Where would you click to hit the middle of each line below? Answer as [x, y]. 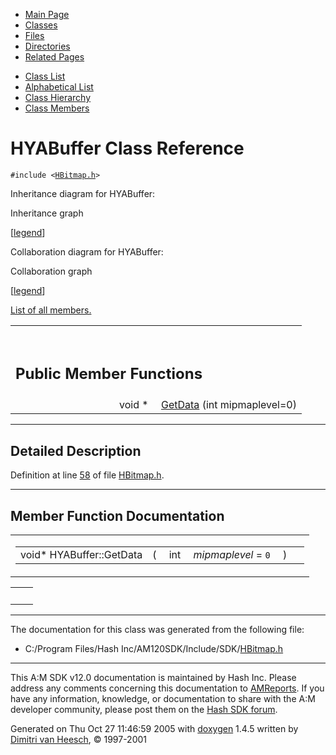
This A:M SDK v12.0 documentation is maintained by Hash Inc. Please [153, 678]
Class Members [57, 108]
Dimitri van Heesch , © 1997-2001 [79, 740]
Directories [47, 46]
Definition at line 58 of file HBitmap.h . [87, 475]
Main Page [47, 14]
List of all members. [51, 310]
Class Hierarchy [58, 97]
